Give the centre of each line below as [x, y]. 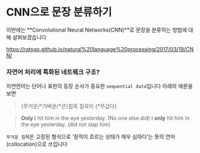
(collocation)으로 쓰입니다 [37, 144]
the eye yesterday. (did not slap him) [66, 124]
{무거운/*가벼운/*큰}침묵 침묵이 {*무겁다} [69, 106]
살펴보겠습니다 [29, 37]
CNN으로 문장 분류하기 [59, 12]
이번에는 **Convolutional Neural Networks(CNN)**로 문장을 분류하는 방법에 [96, 30]
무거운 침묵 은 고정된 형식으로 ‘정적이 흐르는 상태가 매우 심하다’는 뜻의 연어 [91, 137]
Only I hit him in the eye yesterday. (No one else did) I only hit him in [105, 118]
